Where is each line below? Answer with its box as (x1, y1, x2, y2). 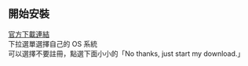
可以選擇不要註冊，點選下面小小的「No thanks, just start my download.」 (8, 49, 245, 58)
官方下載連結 (8, 30, 49, 39)
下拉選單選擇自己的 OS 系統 (8, 39, 98, 48)
